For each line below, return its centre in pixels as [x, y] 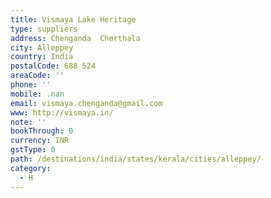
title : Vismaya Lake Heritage [73, 19]
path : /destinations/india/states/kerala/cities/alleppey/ [136, 159]
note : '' [28, 122]
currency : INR [40, 141]
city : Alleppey [42, 47]
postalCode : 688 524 [53, 66]
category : [31, 168]
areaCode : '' [37, 76]
